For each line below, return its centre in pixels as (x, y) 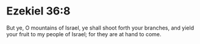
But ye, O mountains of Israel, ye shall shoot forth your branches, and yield (100, 28)
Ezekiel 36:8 (38, 11)
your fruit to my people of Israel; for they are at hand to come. (84, 34)
